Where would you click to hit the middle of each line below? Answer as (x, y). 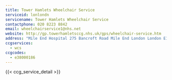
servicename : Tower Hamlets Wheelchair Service (57, 19)
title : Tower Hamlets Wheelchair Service (50, 10)
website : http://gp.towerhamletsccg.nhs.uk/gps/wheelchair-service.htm (83, 34)
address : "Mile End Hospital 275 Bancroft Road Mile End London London (83, 39)
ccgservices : (19, 43)
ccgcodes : (16, 52)
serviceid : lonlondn (27, 15)
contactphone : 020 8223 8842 (36, 24)
